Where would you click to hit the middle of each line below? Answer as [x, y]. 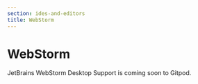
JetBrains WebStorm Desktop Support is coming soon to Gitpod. [99, 73]
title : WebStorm [31, 20]
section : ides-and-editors [46, 13]
